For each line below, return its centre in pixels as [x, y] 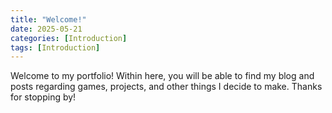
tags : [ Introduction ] [55, 47]
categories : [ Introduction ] [69, 38]
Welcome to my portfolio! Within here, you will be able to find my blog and [162, 76]
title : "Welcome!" [48, 19]
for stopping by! [43, 97]
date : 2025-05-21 [46, 29]
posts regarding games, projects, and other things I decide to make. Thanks [166, 87]
